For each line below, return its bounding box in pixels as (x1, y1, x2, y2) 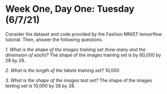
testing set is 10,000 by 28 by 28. (5, 83, 76, 89)
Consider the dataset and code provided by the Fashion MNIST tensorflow (5, 31, 162, 37)
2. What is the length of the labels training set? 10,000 (5, 67, 119, 73)
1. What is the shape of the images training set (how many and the (5, 46, 146, 52)
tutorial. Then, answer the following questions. (5, 36, 103, 43)
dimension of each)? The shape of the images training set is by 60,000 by (5, 52, 161, 58)
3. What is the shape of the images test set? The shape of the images (5, 77, 152, 83)
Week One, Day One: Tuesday (5, 3, 135, 15)
